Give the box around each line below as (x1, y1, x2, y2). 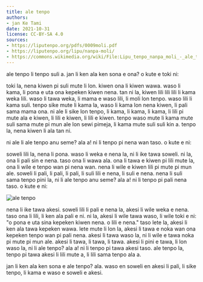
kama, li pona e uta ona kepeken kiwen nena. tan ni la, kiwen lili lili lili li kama (6, 88, 196, 95)
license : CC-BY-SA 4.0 (6, 31, 63, 37)
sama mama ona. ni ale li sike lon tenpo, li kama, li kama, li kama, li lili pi (6, 107, 184, 115)
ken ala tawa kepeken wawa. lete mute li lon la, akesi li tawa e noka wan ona (6, 225, 196, 232)
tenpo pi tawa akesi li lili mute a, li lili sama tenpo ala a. (6, 251, 141, 258)
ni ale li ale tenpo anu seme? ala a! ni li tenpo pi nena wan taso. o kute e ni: (6, 138, 192, 146)
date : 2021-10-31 (6, 25, 50, 32)
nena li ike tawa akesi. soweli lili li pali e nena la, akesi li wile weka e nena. (6, 206, 189, 213)
